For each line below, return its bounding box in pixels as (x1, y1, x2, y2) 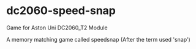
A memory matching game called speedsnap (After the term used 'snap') (6, 36, 191, 43)
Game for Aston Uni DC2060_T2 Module (6, 24, 108, 31)
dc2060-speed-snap (6, 4, 116, 18)
